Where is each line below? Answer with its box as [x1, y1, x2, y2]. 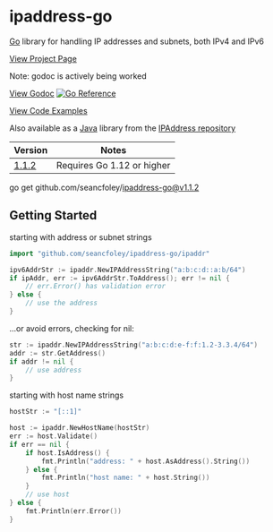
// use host [25, 490, 70, 499]
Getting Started [9, 208, 98, 223]
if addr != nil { [9, 356, 74, 366]
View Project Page [9, 53, 78, 64]
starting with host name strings [9, 390, 124, 400]
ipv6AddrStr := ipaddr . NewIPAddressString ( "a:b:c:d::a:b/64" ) [9, 265, 246, 274]
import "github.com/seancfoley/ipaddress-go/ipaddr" [9, 249, 210, 258]
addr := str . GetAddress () [9, 348, 106, 357]
